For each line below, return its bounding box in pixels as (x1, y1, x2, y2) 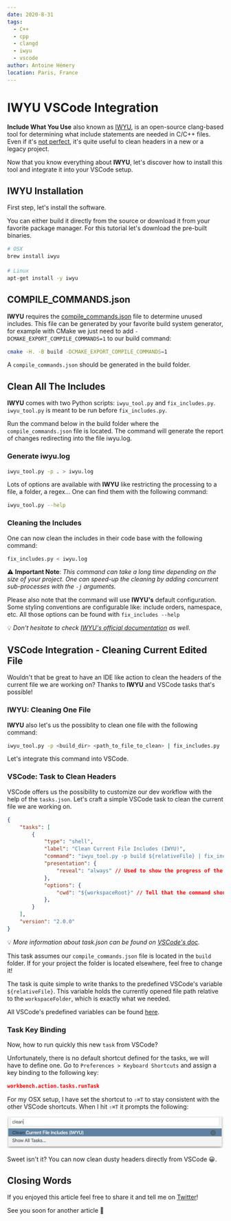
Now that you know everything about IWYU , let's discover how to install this (7, 158, 223, 166)
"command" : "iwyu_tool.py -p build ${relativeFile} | (43, 853, 201, 860)
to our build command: (107, 334, 172, 342)
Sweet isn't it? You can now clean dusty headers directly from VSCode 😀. (7, 1155, 217, 1163)
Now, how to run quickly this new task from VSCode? (7, 1040, 158, 1049)
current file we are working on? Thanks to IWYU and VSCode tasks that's (7, 681, 215, 689)
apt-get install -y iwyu (7, 274, 78, 282)
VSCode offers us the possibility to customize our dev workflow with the (7, 788, 212, 796)
